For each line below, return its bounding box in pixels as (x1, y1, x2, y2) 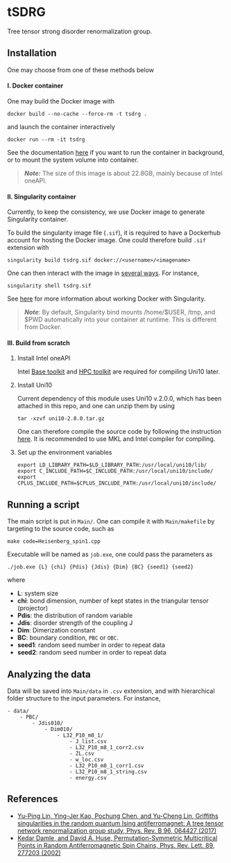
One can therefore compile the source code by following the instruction (17, 428, 222, 436)
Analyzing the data (7, 668, 92, 680)
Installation (7, 47, 57, 59)
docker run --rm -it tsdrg (7, 136, 85, 143)
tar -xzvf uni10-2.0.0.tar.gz (17, 415, 105, 422)
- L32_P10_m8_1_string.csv (69, 768, 148, 775)
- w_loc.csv (69, 756, 104, 763)
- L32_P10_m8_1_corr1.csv (69, 762, 144, 769)
